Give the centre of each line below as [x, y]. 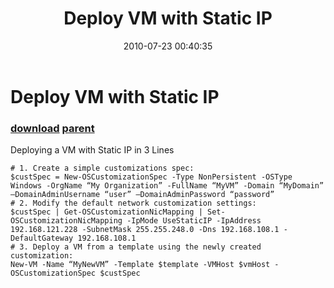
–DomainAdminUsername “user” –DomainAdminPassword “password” [142, 195]
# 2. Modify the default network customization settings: [133, 203]
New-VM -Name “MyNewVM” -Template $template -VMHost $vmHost [140, 265]
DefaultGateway [42, 238]
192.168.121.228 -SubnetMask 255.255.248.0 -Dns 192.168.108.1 [145, 230]
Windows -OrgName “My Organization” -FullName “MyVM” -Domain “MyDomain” [167, 186]
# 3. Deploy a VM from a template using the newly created [136, 247]
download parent [52, 128]
